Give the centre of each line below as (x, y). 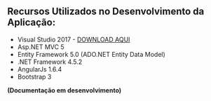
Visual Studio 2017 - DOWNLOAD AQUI (74, 39)
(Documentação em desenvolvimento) (64, 90)
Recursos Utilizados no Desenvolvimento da (106, 12)
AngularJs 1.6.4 (40, 69)
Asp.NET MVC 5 (41, 47)
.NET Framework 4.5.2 (50, 62)
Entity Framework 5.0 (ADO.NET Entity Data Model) (91, 54)
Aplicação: (32, 23)
